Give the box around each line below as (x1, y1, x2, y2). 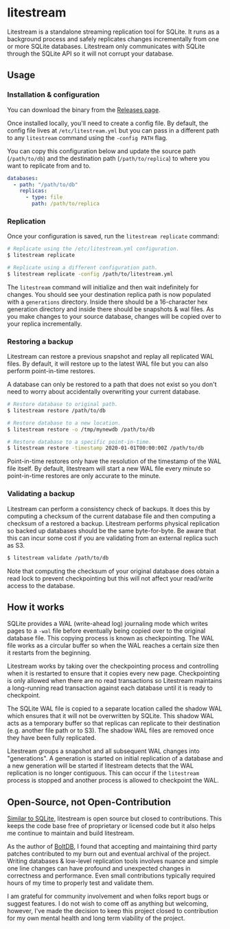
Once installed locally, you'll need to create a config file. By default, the (7, 119, 209, 127)
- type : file (25, 194, 63, 201)
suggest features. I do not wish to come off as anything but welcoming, (7, 899, 209, 908)
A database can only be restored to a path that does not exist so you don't (7, 380, 218, 389)
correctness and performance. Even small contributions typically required (7, 871, 216, 880)
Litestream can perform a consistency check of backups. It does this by (7, 504, 211, 513)
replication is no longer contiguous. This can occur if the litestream (7, 769, 200, 777)
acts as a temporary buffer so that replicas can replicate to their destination (7, 719, 220, 728)
